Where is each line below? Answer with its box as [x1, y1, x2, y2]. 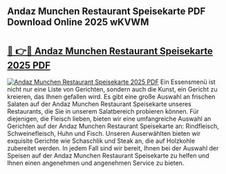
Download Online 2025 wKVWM [7, 17, 149, 28]
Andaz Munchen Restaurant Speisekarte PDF [7, 6, 206, 17]
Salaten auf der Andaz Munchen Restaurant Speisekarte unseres [7, 100, 191, 108]
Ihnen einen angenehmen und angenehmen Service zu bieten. [7, 159, 185, 167]
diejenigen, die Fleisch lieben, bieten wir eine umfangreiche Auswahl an [7, 114, 211, 123]
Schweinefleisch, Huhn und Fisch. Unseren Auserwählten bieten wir [7, 130, 201, 137]
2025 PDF [7, 59, 50, 71]
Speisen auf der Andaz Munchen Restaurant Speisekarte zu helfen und [7, 152, 209, 159]
